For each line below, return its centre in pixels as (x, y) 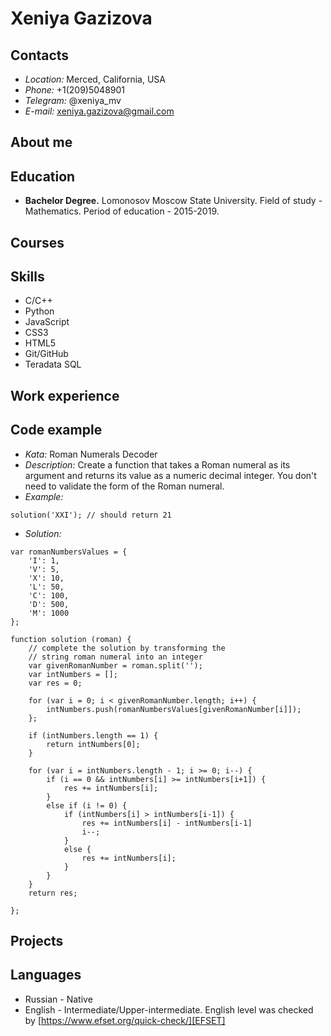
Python (39, 311)
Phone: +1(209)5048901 (75, 90)
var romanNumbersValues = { (69, 552)
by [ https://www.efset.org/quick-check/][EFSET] (125, 1020)
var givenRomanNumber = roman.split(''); (115, 665)
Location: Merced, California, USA (95, 79)
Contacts (40, 55)
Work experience (65, 395)
